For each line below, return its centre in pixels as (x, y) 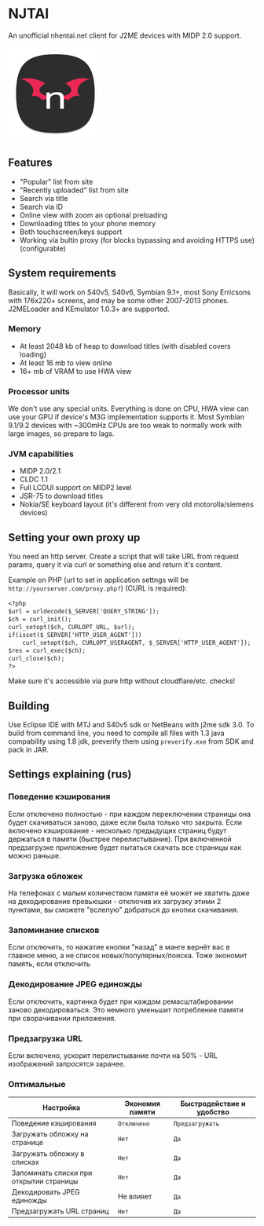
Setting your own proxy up (74, 538)
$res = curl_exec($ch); (47, 651)
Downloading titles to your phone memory (88, 223)
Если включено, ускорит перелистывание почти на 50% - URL (113, 1055)
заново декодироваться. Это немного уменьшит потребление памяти (126, 1009)
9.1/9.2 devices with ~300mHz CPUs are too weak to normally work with (125, 426)
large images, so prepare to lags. (61, 434)
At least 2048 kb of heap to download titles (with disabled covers (125, 346)
